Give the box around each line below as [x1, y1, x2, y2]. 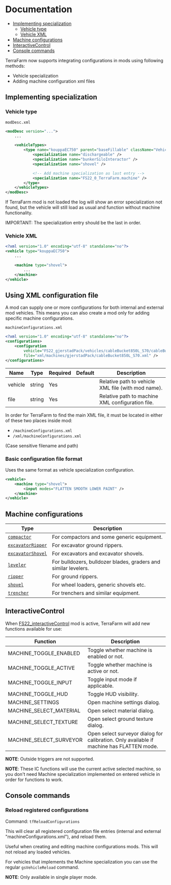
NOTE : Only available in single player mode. [5, 874, 97, 880]
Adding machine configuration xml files [12, 78, 95, 84]
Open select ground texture [87, 715, 154, 722]
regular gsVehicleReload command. [5, 864, 79, 870]
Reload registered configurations [5, 806, 89, 814]
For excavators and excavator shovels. [51, 550, 144, 557]
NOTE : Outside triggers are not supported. [5, 756, 95, 762]
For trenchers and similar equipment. [51, 590, 140, 597]
